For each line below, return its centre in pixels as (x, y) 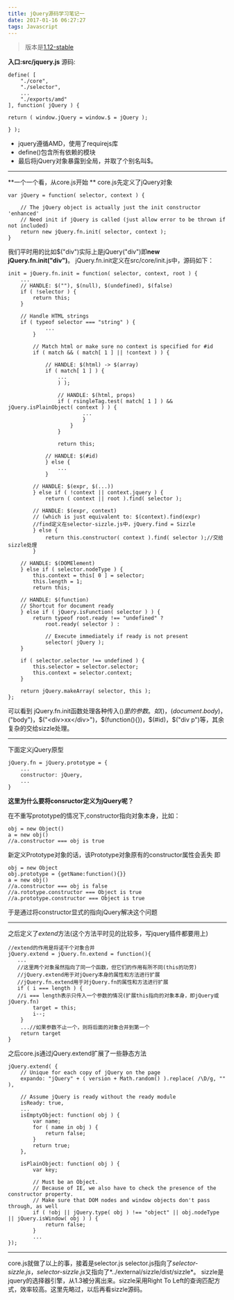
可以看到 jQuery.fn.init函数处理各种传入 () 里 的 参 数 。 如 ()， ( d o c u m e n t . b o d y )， (117, 711)
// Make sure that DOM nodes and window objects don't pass (122, 1201)
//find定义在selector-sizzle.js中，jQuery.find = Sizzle (114, 525)
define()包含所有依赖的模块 (57, 152)
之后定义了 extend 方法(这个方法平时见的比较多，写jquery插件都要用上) (108, 934)
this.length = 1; (58, 582)
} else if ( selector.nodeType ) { (72, 570)
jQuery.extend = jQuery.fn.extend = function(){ (80, 954)
